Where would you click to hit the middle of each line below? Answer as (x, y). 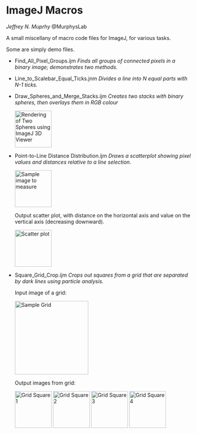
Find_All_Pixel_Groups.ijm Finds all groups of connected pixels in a (95, 61)
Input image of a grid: (40, 293)
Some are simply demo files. (40, 49)
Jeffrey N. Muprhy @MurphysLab (47, 26)
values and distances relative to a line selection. (73, 162)
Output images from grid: (45, 383)
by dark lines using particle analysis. (59, 281)
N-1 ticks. (26, 85)
